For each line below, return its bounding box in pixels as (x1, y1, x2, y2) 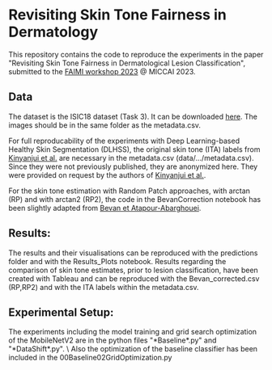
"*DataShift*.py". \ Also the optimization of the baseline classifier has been (8, 344, 257, 354)
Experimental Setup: (8, 305, 114, 319)
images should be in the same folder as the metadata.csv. (8, 120, 201, 130)
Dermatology (8, 23, 99, 41)
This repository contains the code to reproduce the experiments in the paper (8, 49, 264, 59)
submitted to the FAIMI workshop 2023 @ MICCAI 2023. (8, 66, 196, 76)
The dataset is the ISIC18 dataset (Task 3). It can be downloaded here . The (8, 111, 257, 121)
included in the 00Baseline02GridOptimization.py (8, 353, 172, 363)
